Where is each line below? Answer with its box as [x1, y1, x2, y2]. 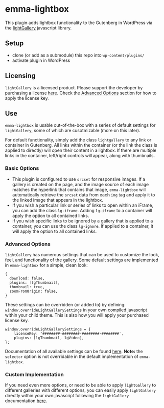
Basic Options [5, 165, 39, 172]
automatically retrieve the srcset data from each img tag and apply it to [12, 191, 155, 197]
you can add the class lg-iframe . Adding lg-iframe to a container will [12, 207, 153, 213]
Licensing [5, 72, 36, 80]
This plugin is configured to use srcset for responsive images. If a [12, 176, 145, 182]
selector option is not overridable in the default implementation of [5, 354, 139, 359]
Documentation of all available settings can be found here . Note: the [5, 348, 143, 354]
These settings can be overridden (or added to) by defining [5, 301, 125, 307]
